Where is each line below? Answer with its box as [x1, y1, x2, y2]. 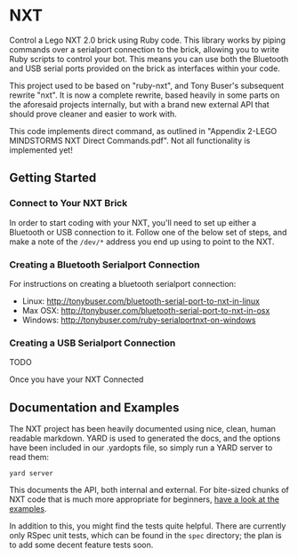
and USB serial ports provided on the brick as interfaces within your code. [9, 63, 280, 74]
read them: [9, 452, 50, 463]
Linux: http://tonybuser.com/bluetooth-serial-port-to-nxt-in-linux [21, 295, 261, 306]
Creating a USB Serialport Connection [9, 337, 176, 349]
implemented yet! [9, 144, 73, 155]
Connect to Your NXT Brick [9, 197, 128, 210]
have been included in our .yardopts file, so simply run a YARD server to [9, 442, 273, 453]
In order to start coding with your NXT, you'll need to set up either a [9, 217, 256, 227]
